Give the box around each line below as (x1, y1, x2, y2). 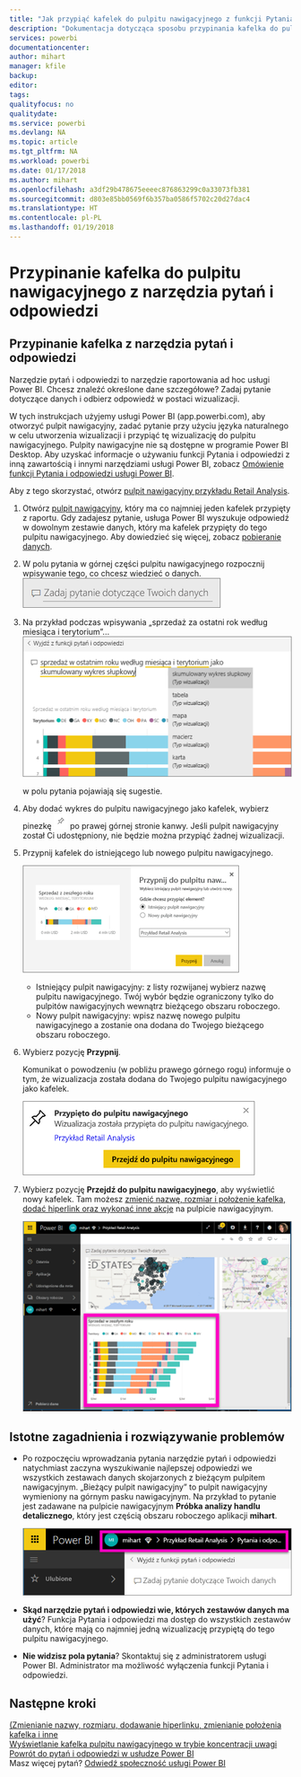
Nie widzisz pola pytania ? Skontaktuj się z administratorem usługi (21, 1650, 267, 1661)
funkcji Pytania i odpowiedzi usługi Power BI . (9, 468, 175, 479)
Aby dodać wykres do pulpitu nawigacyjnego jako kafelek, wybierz (21, 804, 270, 814)
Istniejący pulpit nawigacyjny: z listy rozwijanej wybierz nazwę (35, 981, 266, 992)
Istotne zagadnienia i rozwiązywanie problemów (9, 1429, 285, 1445)
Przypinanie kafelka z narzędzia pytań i (9, 337, 234, 352)
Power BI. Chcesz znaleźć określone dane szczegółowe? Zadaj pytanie (9, 383, 271, 394)
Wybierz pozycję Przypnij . (21, 1047, 121, 1058)
